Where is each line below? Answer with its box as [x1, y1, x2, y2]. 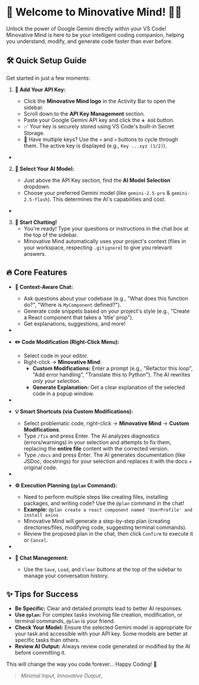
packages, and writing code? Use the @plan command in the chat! [23, 499, 185, 507]
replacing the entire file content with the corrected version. [23, 445, 169, 452]
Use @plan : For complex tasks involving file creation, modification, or [14, 611, 183, 618]
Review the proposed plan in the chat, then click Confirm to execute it [23, 530, 193, 537]
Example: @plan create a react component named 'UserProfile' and [23, 505, 193, 513]
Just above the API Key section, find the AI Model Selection [23, 177, 170, 184]
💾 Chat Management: [14, 554, 68, 561]
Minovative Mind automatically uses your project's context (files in [23, 237, 186, 244]
